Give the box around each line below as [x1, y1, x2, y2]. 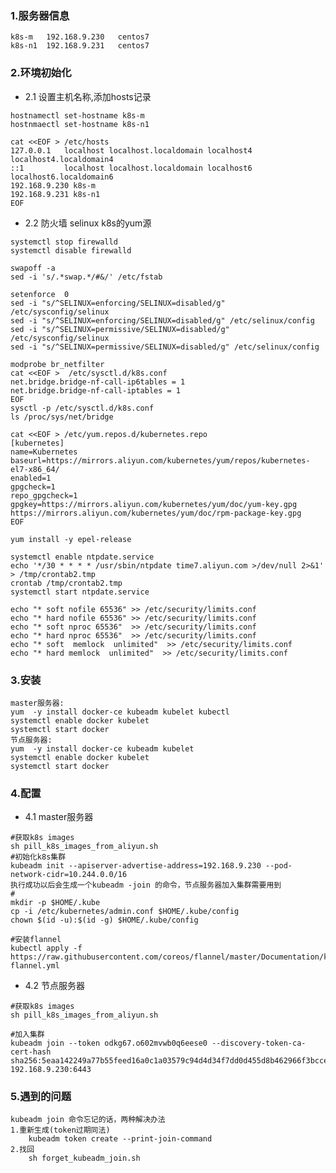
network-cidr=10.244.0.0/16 [10, 870, 128, 880]
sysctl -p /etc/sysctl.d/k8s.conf [10, 403, 155, 413]
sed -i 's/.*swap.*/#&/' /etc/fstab [10, 272, 163, 282]
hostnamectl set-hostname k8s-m [10, 110, 145, 121]
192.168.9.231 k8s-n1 [10, 189, 101, 199]
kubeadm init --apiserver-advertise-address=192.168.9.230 [10, 861, 262, 871]
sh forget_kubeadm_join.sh [28, 1153, 141, 1164]
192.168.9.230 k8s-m [10, 180, 97, 191]
